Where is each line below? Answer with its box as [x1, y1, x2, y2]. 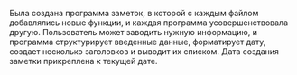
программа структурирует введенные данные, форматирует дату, [9, 36, 266, 47]
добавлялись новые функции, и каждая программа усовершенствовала [9, 17, 289, 28]
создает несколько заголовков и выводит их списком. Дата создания [9, 46, 280, 57]
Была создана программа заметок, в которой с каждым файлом [9, 8, 259, 18]
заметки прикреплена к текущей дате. [9, 56, 158, 66]
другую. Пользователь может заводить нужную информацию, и [9, 27, 257, 37]
